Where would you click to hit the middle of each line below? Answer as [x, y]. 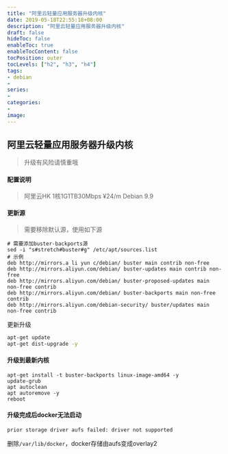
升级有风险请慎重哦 [51, 162]
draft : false [26, 33]
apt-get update [29, 337]
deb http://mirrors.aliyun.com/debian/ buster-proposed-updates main [109, 281]
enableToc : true [30, 45]
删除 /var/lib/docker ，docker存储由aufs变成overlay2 [82, 443]
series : [18, 90]
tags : [15, 71]
